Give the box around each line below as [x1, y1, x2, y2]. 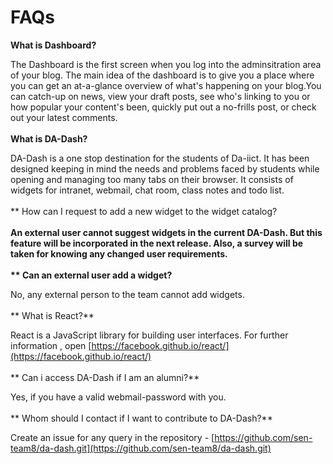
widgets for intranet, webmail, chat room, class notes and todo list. [10, 184, 285, 196]
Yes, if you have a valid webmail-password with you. [10, 391, 227, 403]
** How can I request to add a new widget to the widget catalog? [10, 205, 278, 217]
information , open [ [10, 339, 92, 351]
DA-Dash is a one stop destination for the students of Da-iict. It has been [10, 152, 310, 164]
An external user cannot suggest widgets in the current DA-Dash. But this [10, 226, 323, 238]
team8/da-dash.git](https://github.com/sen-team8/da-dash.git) [10, 442, 272, 454]
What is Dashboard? [10, 39, 97, 51]
